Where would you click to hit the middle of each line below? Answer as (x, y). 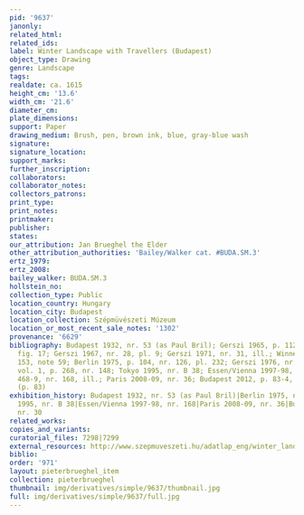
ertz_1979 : (30, 262)
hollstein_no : (36, 286)
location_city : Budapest (56, 312)
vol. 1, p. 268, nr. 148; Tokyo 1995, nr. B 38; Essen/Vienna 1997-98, (156, 370)
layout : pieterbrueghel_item (64, 472)
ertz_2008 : (30, 270)
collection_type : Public (56, 295)
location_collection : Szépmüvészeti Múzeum (93, 320)
